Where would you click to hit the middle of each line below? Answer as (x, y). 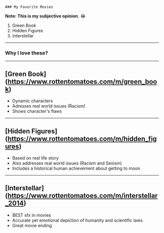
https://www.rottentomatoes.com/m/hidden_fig (82, 139)
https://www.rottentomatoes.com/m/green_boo (82, 81)
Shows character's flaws (37, 111)
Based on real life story (35, 158)
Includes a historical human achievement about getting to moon (76, 168)
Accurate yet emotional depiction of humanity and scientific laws (77, 220)
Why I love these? (27, 53)
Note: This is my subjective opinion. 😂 (45, 16)
